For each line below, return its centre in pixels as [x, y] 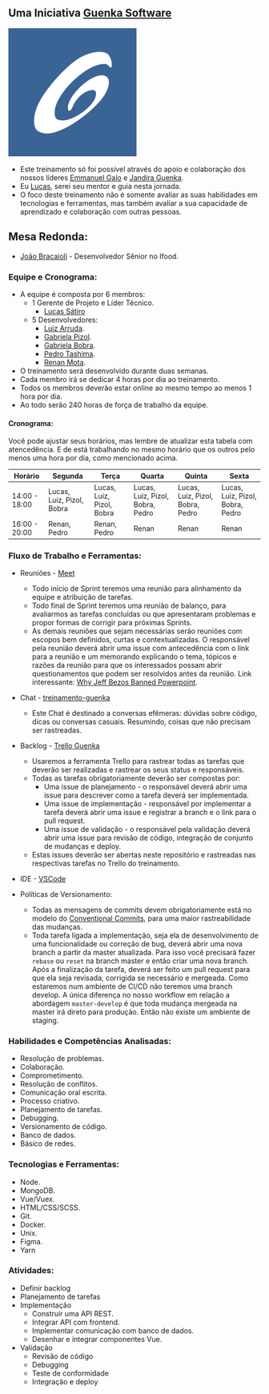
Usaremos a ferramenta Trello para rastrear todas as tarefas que [138, 761]
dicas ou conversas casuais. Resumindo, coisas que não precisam [141, 721]
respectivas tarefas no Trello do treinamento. [106, 863]
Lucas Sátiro [64, 311]
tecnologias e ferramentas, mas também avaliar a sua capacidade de [134, 203]
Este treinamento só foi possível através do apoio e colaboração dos [132, 169]
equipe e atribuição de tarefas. [82, 597]
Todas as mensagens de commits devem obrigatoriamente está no [142, 910]
